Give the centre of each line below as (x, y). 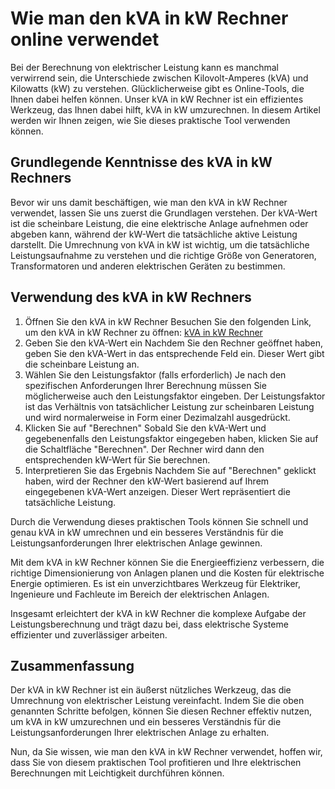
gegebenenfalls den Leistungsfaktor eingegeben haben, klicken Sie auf (171, 438)
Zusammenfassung (72, 665)
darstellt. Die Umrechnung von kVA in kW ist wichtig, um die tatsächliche (160, 244)
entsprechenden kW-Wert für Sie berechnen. (117, 459)
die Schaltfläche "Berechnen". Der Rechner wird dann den (144, 449)
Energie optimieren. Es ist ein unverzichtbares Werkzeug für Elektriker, (155, 583)
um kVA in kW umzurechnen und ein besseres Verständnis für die (146, 722)
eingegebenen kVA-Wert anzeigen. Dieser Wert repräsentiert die (157, 491)
